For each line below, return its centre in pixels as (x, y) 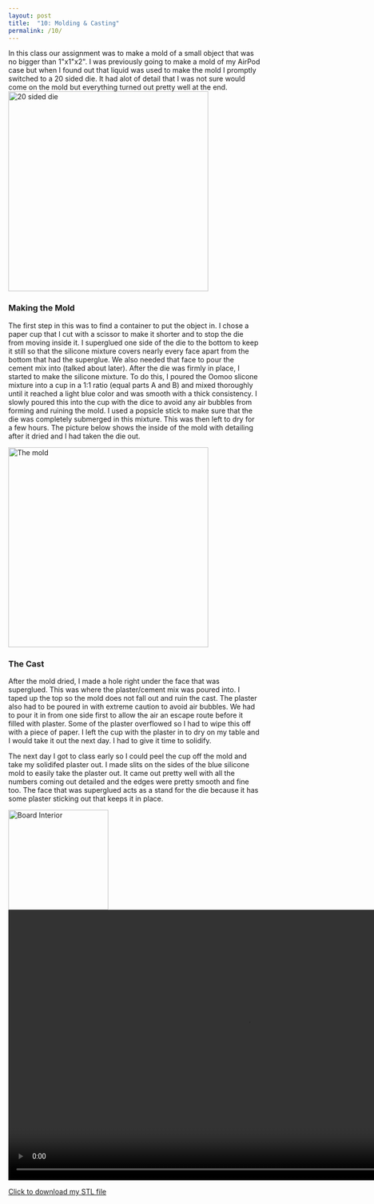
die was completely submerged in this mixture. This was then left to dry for (131, 419)
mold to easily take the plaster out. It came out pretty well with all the (122, 773)
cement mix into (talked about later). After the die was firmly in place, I (124, 368)
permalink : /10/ (35, 30)
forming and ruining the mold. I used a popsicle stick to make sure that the (131, 410)
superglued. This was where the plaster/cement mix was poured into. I (124, 690)
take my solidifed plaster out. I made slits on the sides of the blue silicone (129, 764)
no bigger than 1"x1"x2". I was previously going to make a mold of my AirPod (134, 62)
